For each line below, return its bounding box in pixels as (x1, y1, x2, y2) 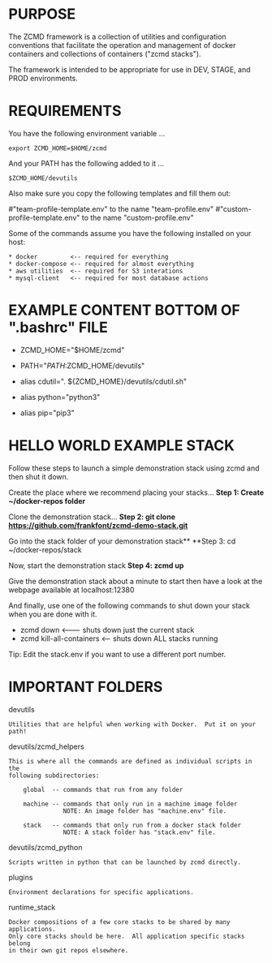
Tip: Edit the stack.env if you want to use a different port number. (8, 649, 227, 659)
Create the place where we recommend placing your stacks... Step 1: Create (8, 488, 265, 497)
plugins (8, 872, 33, 882)
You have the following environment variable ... (8, 128, 166, 138)
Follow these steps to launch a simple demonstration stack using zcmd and (8, 463, 260, 473)
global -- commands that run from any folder (23, 785, 183, 793)
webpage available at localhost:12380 (8, 585, 135, 595)
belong (8, 939, 31, 948)
